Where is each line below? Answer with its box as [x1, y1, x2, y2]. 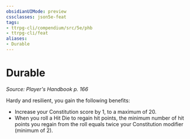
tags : [6, 19, 19, 25]
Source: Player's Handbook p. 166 [6, 85, 89, 92]
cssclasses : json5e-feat [6, 14, 67, 20]
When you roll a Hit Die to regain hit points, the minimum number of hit [14, 114, 184, 121]
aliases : [6, 36, 27, 41]
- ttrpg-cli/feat [6, 30, 49, 36]
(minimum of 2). [14, 127, 54, 134]
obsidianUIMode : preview [6, 8, 67, 15]
